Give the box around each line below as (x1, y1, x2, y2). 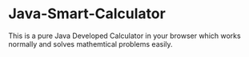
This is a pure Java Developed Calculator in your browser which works (8, 31, 242, 40)
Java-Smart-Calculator (8, 5, 166, 23)
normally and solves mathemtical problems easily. (8, 39, 174, 48)
